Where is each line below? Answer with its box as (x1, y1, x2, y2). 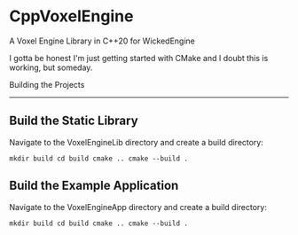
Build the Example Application (9, 178, 179, 193)
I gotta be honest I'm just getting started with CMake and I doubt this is (9, 52, 269, 63)
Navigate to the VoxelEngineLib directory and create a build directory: (9, 137, 264, 147)
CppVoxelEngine (9, 6, 134, 27)
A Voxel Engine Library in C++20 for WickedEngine (9, 35, 195, 46)
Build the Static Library (9, 114, 139, 129)
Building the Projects (9, 79, 85, 90)
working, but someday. (9, 62, 93, 73)
